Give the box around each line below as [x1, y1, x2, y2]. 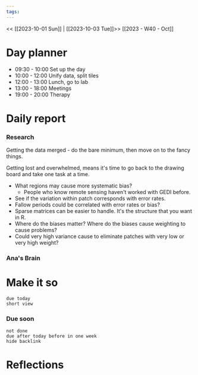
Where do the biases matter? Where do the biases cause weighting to [14, 220, 186, 227]
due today [6, 295, 31, 301]
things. [6, 153, 23, 160]
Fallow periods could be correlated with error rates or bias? [14, 201, 161, 208]
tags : [6, 8, 20, 15]
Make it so [6, 276, 58, 289]
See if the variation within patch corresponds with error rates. [14, 195, 166, 202]
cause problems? [14, 227, 58, 234]
